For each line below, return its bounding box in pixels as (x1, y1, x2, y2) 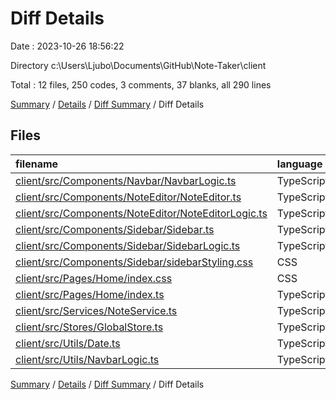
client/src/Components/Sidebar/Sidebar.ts (15, 222, 215, 236)
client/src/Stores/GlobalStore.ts (15, 320, 164, 334)
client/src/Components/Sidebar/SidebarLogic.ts (15, 238, 241, 252)
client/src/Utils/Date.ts (15, 336, 121, 350)
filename (15, 157, 59, 171)
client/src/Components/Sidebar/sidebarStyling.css (15, 255, 254, 269)
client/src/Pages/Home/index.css (15, 271, 173, 285)
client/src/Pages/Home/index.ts (15, 287, 165, 301)
